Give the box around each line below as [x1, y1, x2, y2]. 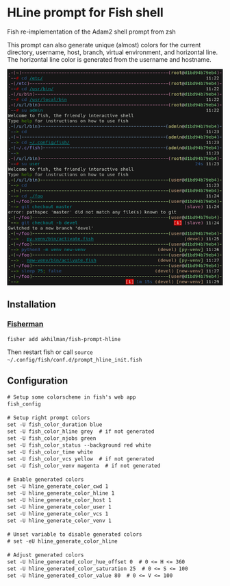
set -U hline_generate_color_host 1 [7, 497, 112, 504]
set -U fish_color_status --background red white [7, 442, 152, 449]
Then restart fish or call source [7, 348, 94, 356]
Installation [7, 298, 56, 310]
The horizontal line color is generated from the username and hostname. [7, 55, 212, 63]
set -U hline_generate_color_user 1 [7, 504, 112, 511]
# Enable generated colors [7, 476, 84, 483]
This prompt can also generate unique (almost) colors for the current [7, 40, 201, 49]
